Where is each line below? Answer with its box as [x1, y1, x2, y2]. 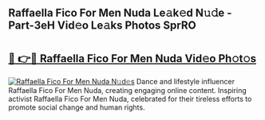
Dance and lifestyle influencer [136, 77, 235, 86]
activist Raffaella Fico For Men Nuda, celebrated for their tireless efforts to [8, 95, 252, 103]
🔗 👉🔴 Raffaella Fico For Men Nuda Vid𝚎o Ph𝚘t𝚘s [8, 52, 257, 65]
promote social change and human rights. [8, 103, 145, 112]
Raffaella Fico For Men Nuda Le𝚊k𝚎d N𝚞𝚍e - [8, 6, 232, 20]
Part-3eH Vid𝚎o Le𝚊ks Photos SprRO [8, 19, 197, 33]
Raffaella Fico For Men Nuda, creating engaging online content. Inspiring [8, 86, 247, 95]
